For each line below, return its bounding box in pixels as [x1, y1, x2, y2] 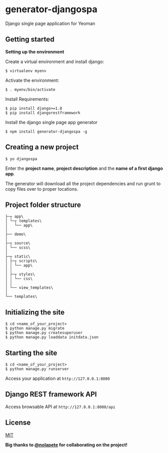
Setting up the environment [5, 48, 64, 54]
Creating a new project [5, 143, 79, 152]
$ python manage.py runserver [5, 367, 70, 372]
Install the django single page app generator [5, 119, 98, 125]
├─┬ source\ [5, 240, 30, 246]
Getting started [5, 35, 55, 44]
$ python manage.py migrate [5, 326, 65, 331]
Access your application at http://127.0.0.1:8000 [5, 375, 110, 381]
